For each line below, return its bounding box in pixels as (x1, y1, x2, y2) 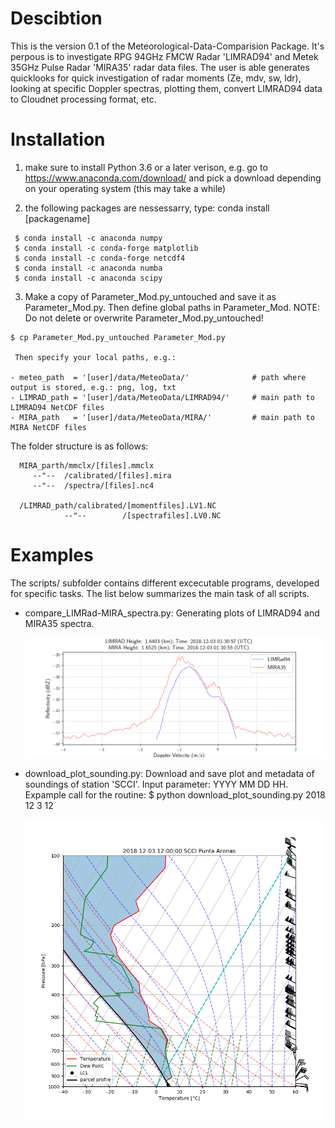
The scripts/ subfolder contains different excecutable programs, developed (10, 577, 320, 589)
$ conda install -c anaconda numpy (14, 233, 163, 243)
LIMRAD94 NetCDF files (10, 402, 105, 412)
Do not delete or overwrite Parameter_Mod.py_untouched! (24, 312, 264, 324)
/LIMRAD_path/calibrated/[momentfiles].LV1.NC (19, 500, 217, 511)
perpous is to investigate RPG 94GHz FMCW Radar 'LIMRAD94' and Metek (10, 50, 319, 62)
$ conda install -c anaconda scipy (14, 273, 163, 283)
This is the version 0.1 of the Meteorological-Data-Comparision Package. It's (10, 40, 325, 52)
